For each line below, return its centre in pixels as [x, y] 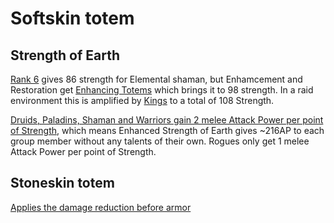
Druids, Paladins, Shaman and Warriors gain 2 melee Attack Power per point [167, 120]
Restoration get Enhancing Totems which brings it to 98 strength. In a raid [162, 90]
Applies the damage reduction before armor [101, 207]
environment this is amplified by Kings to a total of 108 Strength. [142, 100]
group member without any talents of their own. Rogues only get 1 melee [160, 141]
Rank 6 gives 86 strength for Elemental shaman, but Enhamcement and [156, 79]
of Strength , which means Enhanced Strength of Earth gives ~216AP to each [167, 130]
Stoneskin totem [62, 183]
